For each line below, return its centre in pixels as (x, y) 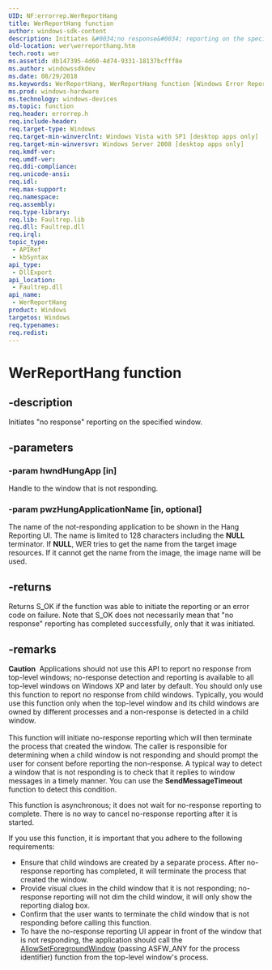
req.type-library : (39, 212)
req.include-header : (43, 122)
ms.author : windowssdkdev (52, 69)
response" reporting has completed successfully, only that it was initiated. (132, 624)
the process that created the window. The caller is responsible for (118, 746)
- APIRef (27, 250)
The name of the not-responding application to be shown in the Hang (124, 527)
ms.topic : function (41, 106)
